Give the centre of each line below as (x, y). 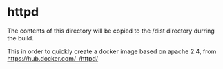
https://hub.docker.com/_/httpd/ (53, 58)
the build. (21, 38)
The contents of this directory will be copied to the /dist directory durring (111, 31)
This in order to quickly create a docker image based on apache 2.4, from (112, 51)
